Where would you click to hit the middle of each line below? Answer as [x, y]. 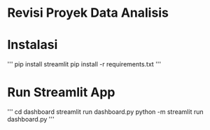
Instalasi [33, 45]
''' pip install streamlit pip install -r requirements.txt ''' [84, 64]
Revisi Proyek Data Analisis [88, 13]
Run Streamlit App [61, 93]
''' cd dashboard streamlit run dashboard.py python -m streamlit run [105, 112]
